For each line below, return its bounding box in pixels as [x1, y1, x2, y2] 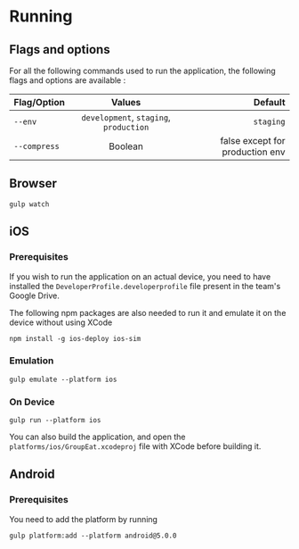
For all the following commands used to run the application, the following [9, 65, 276, 76]
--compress [13, 141, 60, 151]
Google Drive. [9, 290, 61, 301]
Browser [9, 176, 58, 191]
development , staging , [81, 112, 171, 123]
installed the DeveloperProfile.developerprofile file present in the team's [9, 280, 281, 291]
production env [222, 146, 286, 158]
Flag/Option [13, 96, 65, 108]
